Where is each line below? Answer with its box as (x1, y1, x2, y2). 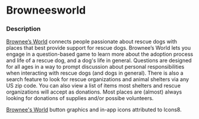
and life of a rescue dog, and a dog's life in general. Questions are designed (6, 57, 192, 64)
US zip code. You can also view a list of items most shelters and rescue (6, 82, 181, 89)
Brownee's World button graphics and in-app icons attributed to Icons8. (6, 106, 182, 113)
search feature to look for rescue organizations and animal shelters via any (6, 76, 189, 83)
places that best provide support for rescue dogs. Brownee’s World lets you (6, 44, 191, 52)
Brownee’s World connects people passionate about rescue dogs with (6, 38, 177, 45)
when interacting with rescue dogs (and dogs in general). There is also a (6, 69, 184, 77)
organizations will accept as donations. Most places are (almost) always (6, 88, 182, 95)
